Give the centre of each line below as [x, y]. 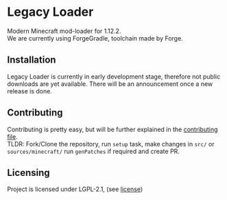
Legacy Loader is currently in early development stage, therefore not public [114, 76]
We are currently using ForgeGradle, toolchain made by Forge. [95, 38]
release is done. [30, 91]
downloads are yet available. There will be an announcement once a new [110, 84]
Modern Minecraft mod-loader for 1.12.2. [64, 31]
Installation [32, 60]
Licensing [28, 173]
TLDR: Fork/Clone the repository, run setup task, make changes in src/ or [111, 144]
